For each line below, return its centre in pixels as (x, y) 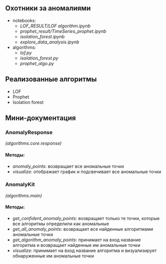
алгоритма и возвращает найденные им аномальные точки (76, 245)
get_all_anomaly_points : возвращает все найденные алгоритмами (83, 229)
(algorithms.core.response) (33, 143)
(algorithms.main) (24, 195)
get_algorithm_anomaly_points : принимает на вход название (76, 240)
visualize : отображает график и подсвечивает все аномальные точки (87, 172)
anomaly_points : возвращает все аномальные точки (68, 166)
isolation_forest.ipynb (42, 36)
